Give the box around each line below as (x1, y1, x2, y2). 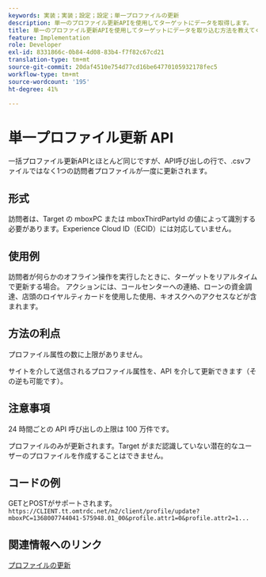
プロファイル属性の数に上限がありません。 (8, 349, 147, 359)
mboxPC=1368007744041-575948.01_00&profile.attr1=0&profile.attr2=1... (8, 514, 249, 522)
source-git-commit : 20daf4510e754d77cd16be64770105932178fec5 (8, 63, 218, 71)
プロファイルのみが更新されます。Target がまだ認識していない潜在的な (8, 441, 239, 450)
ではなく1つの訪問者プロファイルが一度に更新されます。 (28, 166, 212, 176)
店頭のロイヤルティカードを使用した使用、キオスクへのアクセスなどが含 (21, 291, 257, 301)
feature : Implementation (8, 33, 90, 42)
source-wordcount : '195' (8, 78, 90, 85)
